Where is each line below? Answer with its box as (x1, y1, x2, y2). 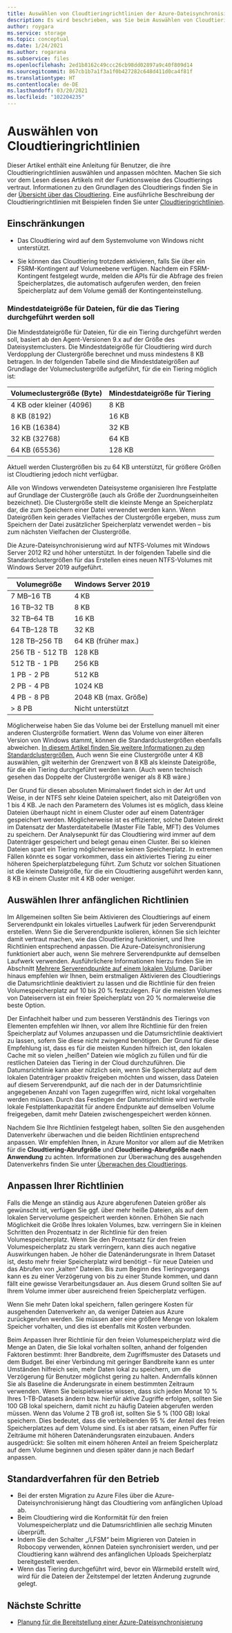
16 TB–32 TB (10, 602, 54, 612)
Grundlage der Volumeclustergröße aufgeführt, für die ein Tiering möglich (7, 365, 217, 373)
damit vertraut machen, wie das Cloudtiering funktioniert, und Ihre (7, 934, 195, 943)
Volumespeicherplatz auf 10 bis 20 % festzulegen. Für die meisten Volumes (7, 986, 222, 995)
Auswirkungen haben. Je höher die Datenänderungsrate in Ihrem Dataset (7, 1250, 215, 1258)
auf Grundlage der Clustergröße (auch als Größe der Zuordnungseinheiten (7, 491, 219, 499)
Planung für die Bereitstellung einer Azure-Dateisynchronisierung (17, 1618, 203, 1626)
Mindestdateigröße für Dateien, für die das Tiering (7, 304, 180, 313)
